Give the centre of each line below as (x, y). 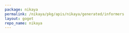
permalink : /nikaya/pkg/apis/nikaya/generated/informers (64, 14)
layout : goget (19, 18)
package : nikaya (21, 9)
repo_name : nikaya (23, 23)
